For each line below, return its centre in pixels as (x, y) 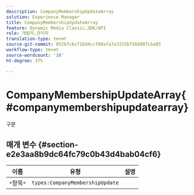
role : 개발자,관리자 (27, 33)
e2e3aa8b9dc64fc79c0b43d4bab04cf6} (84, 154)
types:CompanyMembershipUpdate (75, 183)
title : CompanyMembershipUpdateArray (52, 22)
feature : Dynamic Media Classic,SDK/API (56, 28)
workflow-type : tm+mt (33, 50)
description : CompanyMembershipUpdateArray (60, 11)
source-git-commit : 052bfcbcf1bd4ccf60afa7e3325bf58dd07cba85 (84, 45)
